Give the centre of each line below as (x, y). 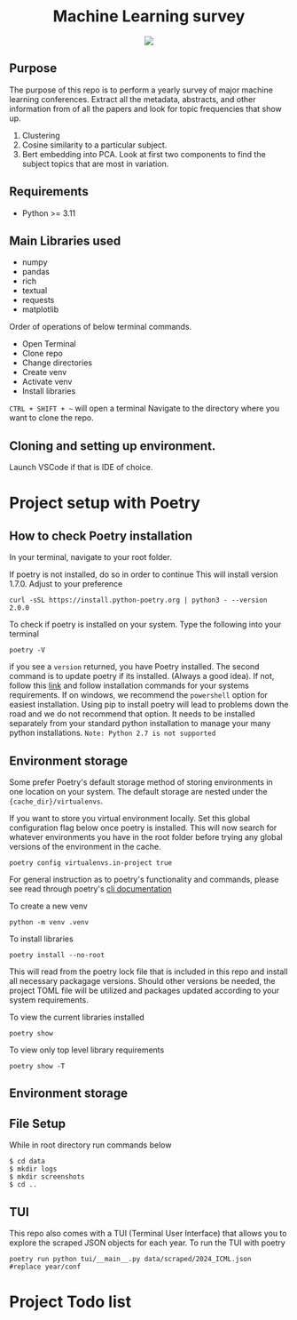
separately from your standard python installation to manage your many (140, 724)
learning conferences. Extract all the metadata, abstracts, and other (133, 99)
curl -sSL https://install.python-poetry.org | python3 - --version (138, 600)
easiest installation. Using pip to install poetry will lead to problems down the (149, 705)
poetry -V (27, 651)
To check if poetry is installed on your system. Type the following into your (145, 625)
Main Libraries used (65, 240)
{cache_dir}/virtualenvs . (56, 801)
